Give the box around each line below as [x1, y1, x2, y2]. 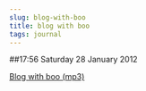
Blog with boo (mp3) [9, 71, 85, 82]
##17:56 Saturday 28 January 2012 [9, 54, 138, 65]
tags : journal [9, 29, 63, 38]
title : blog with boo [9, 21, 90, 30]
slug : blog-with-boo [9, 12, 87, 22]
